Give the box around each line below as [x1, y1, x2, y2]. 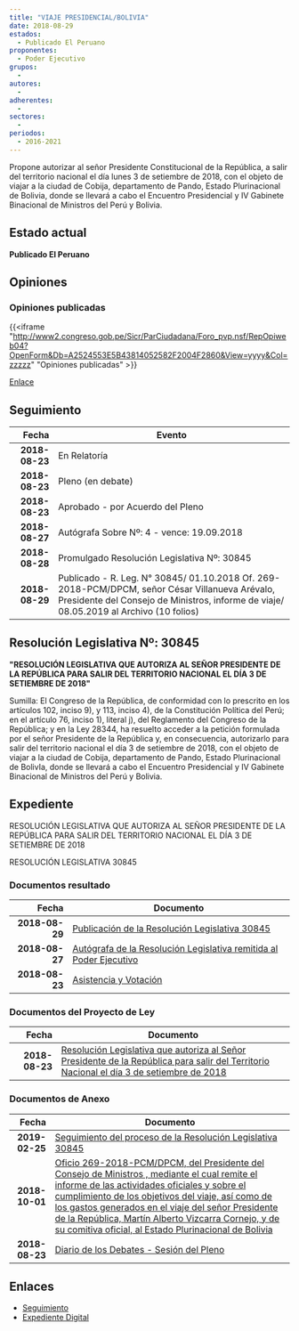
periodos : [9, 129, 46, 138]
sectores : [9, 112, 46, 121]
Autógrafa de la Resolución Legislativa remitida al [72, 942, 279, 954]
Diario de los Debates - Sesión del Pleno [54, 1243, 225, 1255]
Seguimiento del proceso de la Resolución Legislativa [54, 1131, 278, 1143]
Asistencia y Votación [72, 973, 163, 986]
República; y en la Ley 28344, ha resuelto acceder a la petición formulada [9, 723, 280, 734]
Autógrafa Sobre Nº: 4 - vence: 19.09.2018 [57, 526, 243, 539]
